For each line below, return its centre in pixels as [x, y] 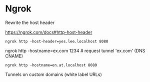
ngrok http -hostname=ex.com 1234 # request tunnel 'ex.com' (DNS [75, 50]
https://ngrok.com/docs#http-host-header [49, 32]
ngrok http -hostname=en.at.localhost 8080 [51, 65]
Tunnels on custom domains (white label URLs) [54, 74]
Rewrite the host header [30, 22]
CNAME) [14, 56]
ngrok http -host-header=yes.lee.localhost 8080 [57, 41]
